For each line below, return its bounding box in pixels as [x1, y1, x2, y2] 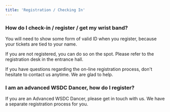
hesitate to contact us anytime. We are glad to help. [5, 71, 114, 78]
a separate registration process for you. [5, 101, 89, 107]
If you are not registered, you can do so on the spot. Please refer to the [5, 51, 154, 57]
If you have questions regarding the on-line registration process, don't [5, 66, 153, 72]
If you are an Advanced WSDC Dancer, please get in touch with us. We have [5, 96, 165, 102]
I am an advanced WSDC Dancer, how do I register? [5, 84, 135, 91]
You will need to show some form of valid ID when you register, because [5, 35, 157, 42]
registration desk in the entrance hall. [5, 56, 83, 62]
